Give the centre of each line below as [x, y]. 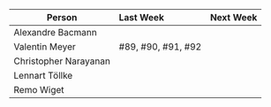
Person [62, 17]
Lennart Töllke [43, 76]
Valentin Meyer [45, 46]
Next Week [234, 17]
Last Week [142, 17]
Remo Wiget [39, 90]
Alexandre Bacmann [55, 32]
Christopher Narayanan [62, 61]
